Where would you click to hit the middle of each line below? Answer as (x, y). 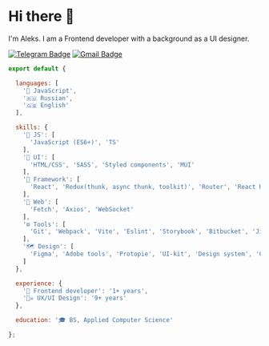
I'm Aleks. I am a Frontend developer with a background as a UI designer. (129, 38)
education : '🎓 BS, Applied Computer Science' (94, 320)
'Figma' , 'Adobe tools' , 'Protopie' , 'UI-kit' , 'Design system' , (141, 254)
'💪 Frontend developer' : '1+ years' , (86, 291)
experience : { (39, 284)
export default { (37, 68)
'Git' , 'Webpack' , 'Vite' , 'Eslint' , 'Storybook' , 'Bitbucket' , (139, 231)
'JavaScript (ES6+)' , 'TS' (74, 142)
